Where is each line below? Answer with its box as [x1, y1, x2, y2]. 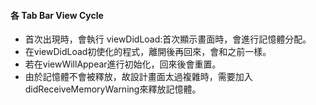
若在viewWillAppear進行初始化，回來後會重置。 [24, 58, 222, 70]
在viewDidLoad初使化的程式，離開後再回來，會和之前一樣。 [24, 46, 272, 58]
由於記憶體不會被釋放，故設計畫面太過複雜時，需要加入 [24, 71, 253, 83]
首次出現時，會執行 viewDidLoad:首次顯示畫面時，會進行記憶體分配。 [24, 33, 312, 45]
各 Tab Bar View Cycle [10, 9, 104, 21]
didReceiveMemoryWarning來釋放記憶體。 [24, 83, 202, 95]
